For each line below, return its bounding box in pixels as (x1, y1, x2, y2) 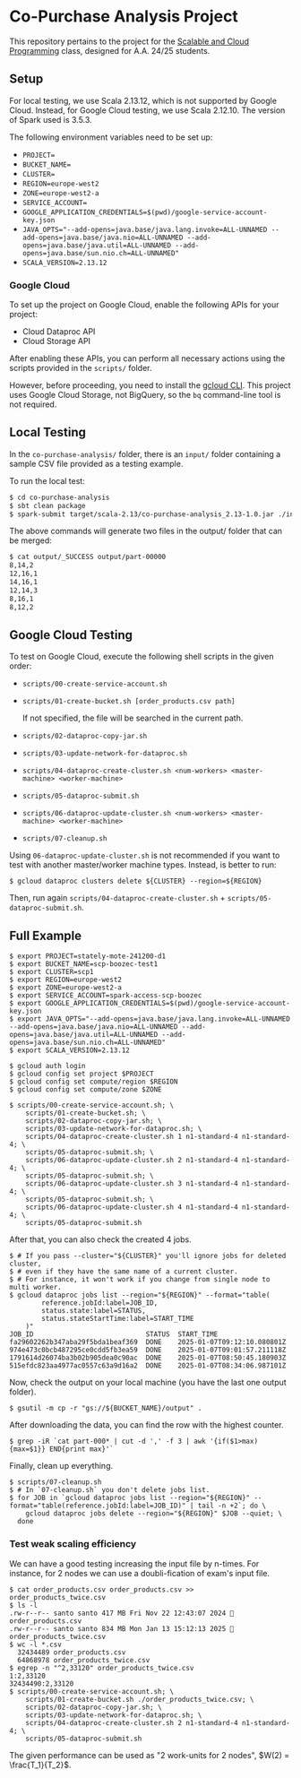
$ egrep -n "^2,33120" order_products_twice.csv (9, 1663, 194, 1672)
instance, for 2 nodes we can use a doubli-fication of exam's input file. (9, 1567, 271, 1578)
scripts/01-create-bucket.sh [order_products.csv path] (21, 697, 236, 706)
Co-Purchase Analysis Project (9, 6, 239, 27)
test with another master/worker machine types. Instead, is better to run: (9, 859, 277, 870)
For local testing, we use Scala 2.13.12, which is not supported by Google (9, 95, 278, 106)
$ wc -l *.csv (9, 1640, 63, 1649)
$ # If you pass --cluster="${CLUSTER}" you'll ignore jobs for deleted (9, 1252, 287, 1261)
